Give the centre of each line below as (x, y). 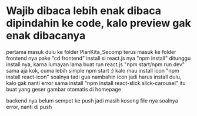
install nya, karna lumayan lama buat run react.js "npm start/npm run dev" (96, 64)
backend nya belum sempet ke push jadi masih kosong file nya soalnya (92, 100)
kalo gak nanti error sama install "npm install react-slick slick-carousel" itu (96, 83)
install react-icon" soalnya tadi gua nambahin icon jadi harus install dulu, (94, 77)
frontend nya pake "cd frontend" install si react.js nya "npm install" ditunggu (98, 58)
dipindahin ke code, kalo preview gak (98, 23)
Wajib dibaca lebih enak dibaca (84, 11)
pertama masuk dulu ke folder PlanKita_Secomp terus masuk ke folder (91, 52)
